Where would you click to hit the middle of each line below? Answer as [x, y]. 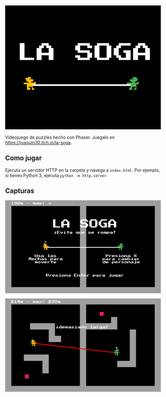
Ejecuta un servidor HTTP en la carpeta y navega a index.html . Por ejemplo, [83, 170]
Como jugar [23, 158]
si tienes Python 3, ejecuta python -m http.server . [57, 175]
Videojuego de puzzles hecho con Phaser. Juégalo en [60, 137]
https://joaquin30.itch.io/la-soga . [39, 142]
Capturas [20, 191]
